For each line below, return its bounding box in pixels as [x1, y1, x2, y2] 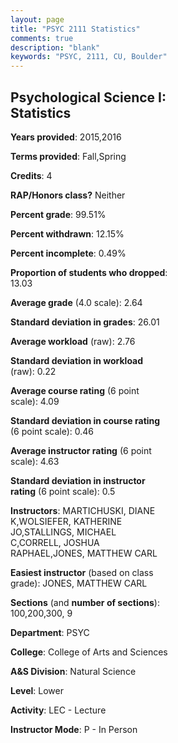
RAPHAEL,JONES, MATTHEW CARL [10, 547, 158, 559]
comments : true [10, 33, 74, 43]
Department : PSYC [10, 626, 90, 638]
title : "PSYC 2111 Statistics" [10, 24, 141, 34]
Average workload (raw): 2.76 [10, 335, 136, 347]
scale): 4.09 [10, 395, 60, 407]
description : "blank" [10, 42, 101, 53]
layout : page [10, 14, 65, 25]
